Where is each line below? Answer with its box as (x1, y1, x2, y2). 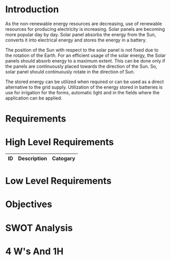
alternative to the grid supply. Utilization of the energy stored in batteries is (5, 84, 163, 90)
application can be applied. (5, 95, 62, 101)
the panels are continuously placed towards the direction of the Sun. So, (5, 63, 157, 69)
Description (18, 155, 47, 162)
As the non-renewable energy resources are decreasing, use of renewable (5, 21, 162, 27)
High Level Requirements (5, 136, 114, 148)
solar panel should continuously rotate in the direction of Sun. (5, 68, 135, 75)
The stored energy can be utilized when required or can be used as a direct (5, 78, 164, 85)
